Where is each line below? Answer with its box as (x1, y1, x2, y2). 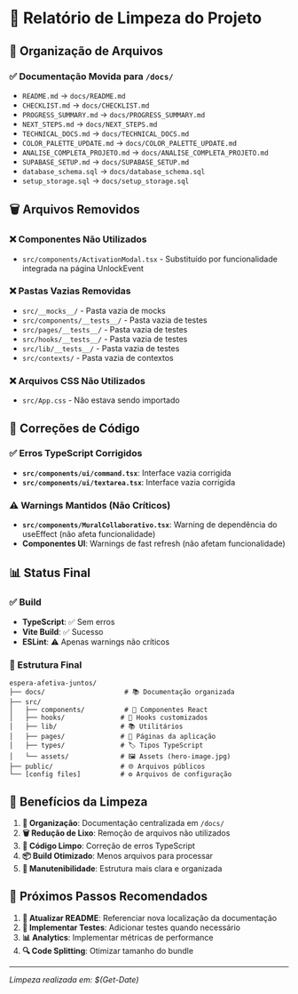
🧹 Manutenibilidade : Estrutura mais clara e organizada (21, 862, 223, 874)
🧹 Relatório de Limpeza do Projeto (9, 8, 263, 28)
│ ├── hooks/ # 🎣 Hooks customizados (9, 713, 208, 723)
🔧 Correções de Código (9, 421, 140, 436)
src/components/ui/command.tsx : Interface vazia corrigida (21, 467, 232, 478)
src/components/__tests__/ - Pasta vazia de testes (21, 315, 208, 325)
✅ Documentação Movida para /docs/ (9, 70, 174, 83)
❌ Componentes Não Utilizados (9, 233, 147, 245)
